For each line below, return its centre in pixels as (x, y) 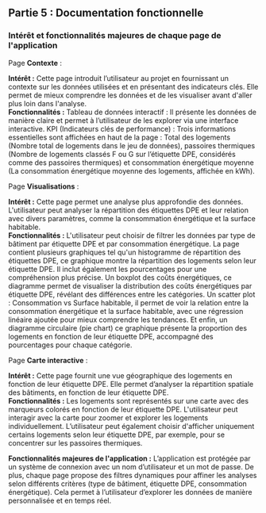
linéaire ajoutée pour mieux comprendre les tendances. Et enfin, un (118, 320)
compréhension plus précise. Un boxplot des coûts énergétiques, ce (120, 278)
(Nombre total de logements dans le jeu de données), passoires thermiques (132, 145)
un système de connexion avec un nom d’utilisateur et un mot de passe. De (131, 466)
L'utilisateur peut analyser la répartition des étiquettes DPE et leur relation (128, 210)
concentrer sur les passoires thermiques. (75, 442)
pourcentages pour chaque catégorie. (70, 345)
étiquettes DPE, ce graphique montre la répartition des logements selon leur (132, 260)
